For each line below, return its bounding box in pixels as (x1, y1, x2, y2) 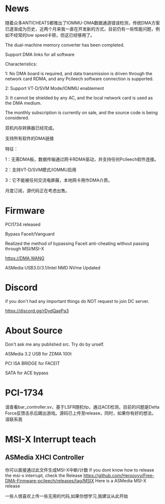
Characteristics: (5, 61, 37, 67)
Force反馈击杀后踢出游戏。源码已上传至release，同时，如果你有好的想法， (5, 410, 156, 416)
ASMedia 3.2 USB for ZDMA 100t (5, 351, 72, 356)
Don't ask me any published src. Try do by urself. (5, 341, 105, 347)
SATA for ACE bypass (5, 370, 49, 376)
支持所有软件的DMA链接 (5, 135, 54, 141)
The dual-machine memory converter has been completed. (5, 42, 125, 48)
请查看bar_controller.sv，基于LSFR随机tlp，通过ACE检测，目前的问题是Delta (5, 404, 160, 410)
